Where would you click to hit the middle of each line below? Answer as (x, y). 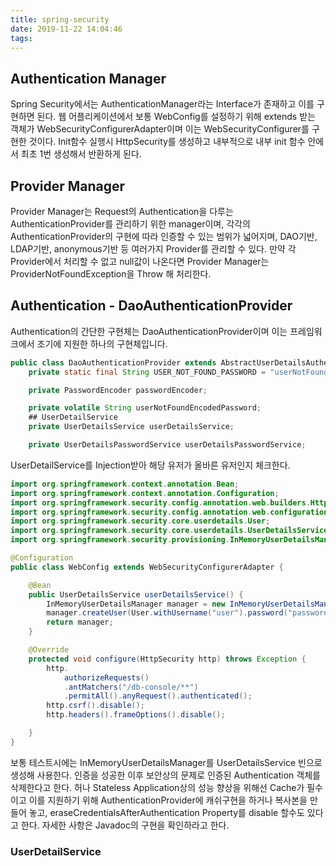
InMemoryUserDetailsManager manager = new (136, 604)
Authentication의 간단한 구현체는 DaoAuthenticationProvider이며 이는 (149, 331)
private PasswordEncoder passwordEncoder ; (118, 390)
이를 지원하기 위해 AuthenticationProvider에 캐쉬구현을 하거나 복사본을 (168, 800)
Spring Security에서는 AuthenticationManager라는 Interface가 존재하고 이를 (162, 104)
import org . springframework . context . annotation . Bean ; (125, 484)
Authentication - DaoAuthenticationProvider (151, 306)
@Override (49, 650)
